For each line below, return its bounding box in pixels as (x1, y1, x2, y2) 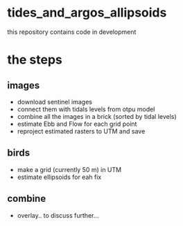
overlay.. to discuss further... (17, 211, 99, 219)
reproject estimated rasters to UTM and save (17, 126, 146, 135)
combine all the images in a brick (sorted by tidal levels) (17, 112, 177, 120)
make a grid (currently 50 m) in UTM (17, 165, 122, 173)
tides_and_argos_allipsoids (7, 5, 167, 21)
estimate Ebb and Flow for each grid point (17, 120, 137, 128)
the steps (7, 52, 62, 68)
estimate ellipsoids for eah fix (17, 173, 102, 181)
